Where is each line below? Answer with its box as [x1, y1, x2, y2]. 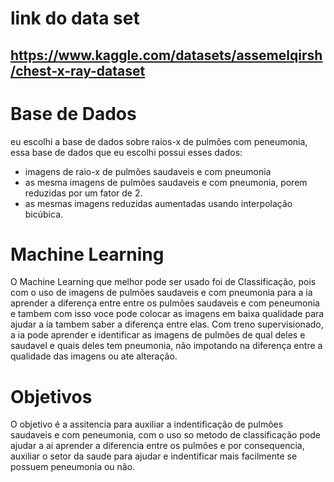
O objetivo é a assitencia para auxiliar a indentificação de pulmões [10, 418, 284, 431]
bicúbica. [24, 208, 64, 220]
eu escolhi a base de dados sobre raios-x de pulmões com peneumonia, [10, 135, 308, 147]
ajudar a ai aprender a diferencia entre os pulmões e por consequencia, [10, 440, 305, 452]
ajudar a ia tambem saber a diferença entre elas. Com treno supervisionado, [10, 318, 324, 331]
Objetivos [10, 385, 93, 408]
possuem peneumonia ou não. [10, 461, 136, 473]
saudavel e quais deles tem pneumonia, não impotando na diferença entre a [10, 340, 323, 352]
